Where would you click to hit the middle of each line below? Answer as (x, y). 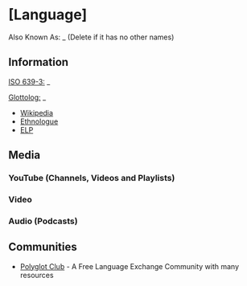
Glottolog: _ (27, 97)
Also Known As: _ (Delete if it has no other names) (91, 37)
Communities (43, 247)
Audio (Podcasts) (43, 221)
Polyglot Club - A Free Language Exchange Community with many (130, 266)
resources (37, 275)
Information (39, 62)
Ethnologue (39, 121)
